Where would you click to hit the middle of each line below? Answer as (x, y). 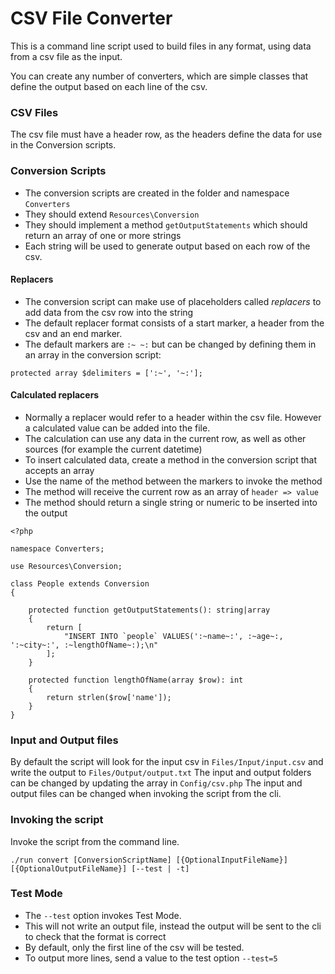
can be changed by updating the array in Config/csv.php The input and (156, 783)
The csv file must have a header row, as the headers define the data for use (166, 134)
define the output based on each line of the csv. (109, 86)
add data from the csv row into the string (109, 312)
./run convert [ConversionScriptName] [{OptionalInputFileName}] (149, 860)
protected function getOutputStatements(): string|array (149, 610)
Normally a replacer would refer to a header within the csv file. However (173, 417)
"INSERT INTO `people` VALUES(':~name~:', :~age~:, (173, 636)
